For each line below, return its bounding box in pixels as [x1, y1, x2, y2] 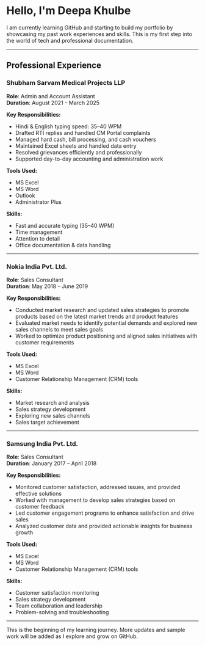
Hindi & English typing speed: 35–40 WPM [15, 123, 122, 130]
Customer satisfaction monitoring [15, 589, 99, 597]
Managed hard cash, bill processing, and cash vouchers [15, 136, 157, 143]
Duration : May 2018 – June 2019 [6, 282, 88, 290]
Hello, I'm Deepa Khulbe [6, 4, 131, 18]
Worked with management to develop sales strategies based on [15, 496, 176, 504]
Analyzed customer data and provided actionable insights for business [15, 523, 193, 530]
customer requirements [15, 338, 74, 346]
